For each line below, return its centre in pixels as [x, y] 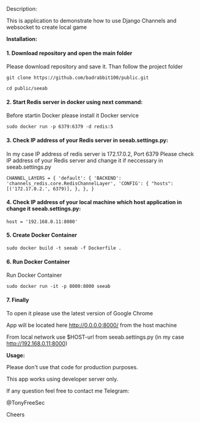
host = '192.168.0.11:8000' [42, 222]
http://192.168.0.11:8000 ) [37, 344]
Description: [22, 9]
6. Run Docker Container [38, 262]
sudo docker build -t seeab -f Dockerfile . [64, 248]
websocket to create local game [47, 27]
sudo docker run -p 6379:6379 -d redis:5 [60, 127]
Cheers [16, 414]
